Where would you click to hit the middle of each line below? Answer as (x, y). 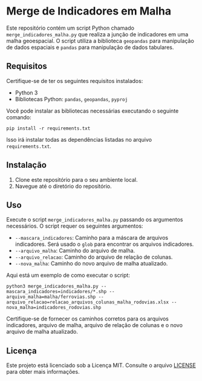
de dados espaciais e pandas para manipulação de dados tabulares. (90, 47)
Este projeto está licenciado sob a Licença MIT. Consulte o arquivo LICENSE (101, 365)
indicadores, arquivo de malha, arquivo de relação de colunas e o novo (95, 325)
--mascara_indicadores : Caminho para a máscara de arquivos (91, 238)
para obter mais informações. (43, 372)
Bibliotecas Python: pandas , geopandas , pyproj (71, 99)
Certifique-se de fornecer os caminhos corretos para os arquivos (88, 319)
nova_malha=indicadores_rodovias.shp (54, 308)
